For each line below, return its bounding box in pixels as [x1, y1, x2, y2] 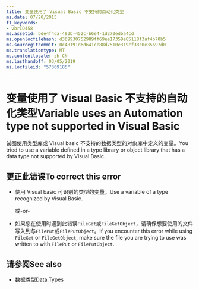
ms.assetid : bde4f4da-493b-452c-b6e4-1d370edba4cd [6, 31, 134, 37]
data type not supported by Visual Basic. [6, 153, 106, 160]
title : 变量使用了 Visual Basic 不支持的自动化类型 [6, 8, 124, 15]
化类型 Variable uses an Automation [6, 106, 183, 120]
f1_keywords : [6, 20, 39, 26]
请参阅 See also [6, 259, 62, 269]
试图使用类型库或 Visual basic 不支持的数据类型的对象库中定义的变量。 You [6, 140, 189, 147]
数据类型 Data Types [14, 276, 64, 283]
